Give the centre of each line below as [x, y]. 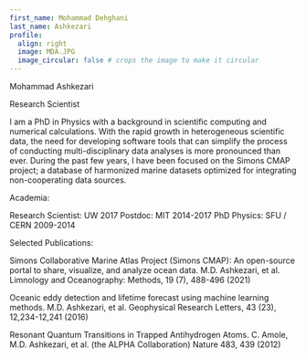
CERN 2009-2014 [42, 225]
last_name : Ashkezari [51, 26]
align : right [42, 43]
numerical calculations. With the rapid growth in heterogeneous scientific [147, 132]
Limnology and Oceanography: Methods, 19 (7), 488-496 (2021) [130, 280]
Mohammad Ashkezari [52, 86]
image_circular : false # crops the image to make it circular [138, 60]
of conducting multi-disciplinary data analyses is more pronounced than [145, 151]
